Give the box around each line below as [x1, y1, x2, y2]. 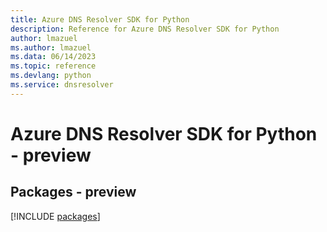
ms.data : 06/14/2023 [10, 52, 97, 62]
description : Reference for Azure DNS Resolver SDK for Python [10, 24, 280, 34]
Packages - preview [10, 184, 137, 201]
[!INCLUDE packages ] [10, 210, 101, 222]
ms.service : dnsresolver [10, 80, 114, 90]
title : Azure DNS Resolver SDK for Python [10, 14, 190, 25]
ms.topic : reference [10, 61, 97, 71]
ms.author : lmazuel [10, 42, 92, 53]
